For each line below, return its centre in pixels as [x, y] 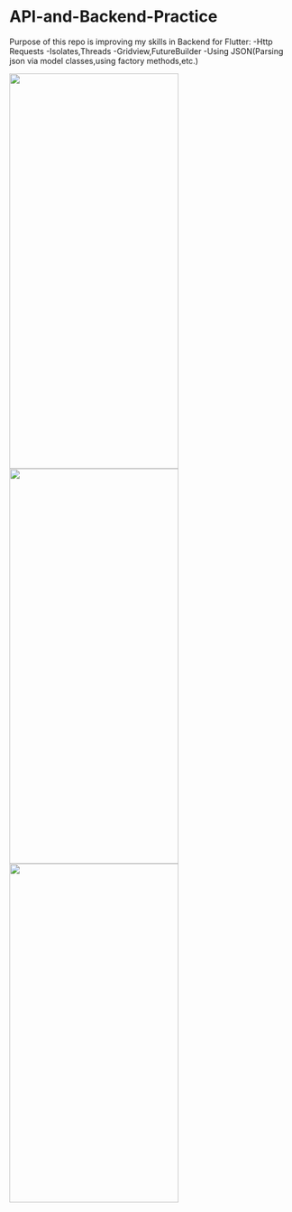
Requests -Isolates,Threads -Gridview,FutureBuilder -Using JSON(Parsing [146, 51]
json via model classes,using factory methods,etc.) [104, 61]
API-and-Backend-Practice [114, 17]
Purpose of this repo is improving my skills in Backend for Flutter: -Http [141, 42]
